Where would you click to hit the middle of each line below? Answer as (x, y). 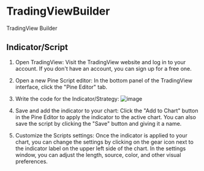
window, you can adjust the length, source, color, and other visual (98, 155)
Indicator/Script (37, 47)
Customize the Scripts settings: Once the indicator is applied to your (101, 135)
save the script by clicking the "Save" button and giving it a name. (98, 123)
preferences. (31, 161)
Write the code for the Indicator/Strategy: (67, 98)
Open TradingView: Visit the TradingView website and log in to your (100, 62)
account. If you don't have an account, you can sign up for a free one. (103, 68)
